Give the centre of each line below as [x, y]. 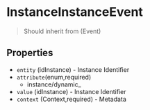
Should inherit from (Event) [62, 31]
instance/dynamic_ [54, 84]
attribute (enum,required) [54, 77]
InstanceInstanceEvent [75, 12]
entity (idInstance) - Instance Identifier [73, 69]
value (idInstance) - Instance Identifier [71, 91]
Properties [30, 53]
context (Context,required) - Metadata [71, 99]
